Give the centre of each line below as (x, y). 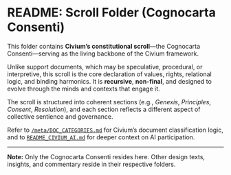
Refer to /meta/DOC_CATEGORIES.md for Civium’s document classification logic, (115, 130)
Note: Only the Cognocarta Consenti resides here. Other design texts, (106, 156)
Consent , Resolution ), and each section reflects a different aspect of (104, 109)
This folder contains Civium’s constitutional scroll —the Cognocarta (104, 46)
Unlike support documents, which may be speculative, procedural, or (105, 67)
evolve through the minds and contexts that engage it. (84, 89)
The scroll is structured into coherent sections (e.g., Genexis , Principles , (109, 102)
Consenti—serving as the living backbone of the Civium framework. (103, 54)
